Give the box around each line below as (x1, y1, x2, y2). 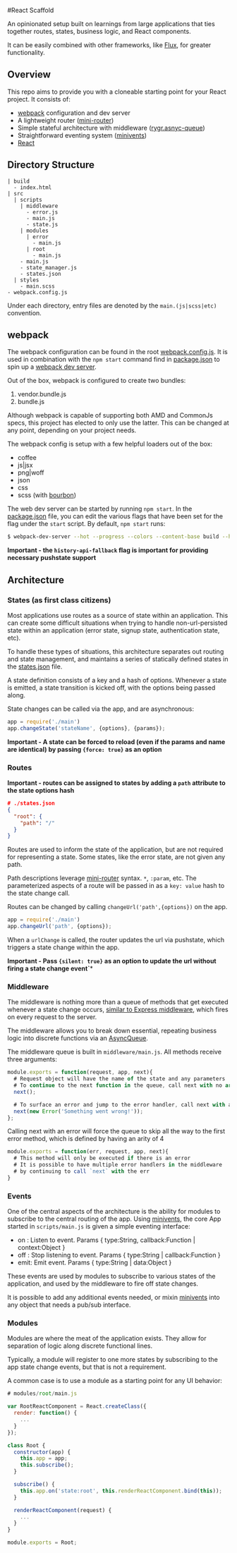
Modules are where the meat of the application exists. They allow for (7, 1334, 207, 1343)
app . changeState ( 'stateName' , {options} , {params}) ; (7, 724, 166, 732)
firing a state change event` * (7, 964, 94, 973)
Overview (7, 68, 51, 80)
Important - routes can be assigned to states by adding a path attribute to (7, 779, 226, 787)
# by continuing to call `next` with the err (13, 1168, 150, 1175)
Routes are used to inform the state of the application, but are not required (7, 846, 224, 854)
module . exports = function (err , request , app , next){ (7, 1148, 169, 1155)
